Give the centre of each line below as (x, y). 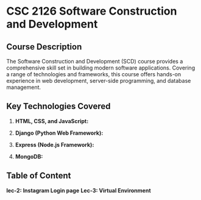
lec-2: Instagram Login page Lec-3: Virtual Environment (79, 190)
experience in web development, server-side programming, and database (99, 81)
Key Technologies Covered (58, 106)
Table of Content (39, 176)
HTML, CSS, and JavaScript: (52, 121)
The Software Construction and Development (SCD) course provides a (95, 61)
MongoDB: (29, 156)
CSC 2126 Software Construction (92, 11)
